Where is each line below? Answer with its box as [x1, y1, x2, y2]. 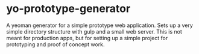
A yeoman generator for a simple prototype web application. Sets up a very [6, 22, 193, 29]
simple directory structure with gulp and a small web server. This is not [6, 28, 183, 35]
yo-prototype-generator [6, 2, 131, 16]
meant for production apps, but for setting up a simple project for [6, 34, 168, 41]
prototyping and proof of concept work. [6, 41, 105, 48]
